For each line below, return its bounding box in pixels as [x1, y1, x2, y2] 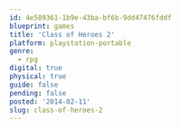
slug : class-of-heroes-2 [9, 105, 103, 114]
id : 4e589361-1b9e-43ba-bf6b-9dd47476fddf [9, 13, 172, 23]
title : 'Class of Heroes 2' [9, 30, 116, 39]
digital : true [9, 64, 63, 73]
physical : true [9, 72, 67, 81]
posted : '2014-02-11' [9, 96, 91, 106]
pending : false [9, 88, 67, 97]
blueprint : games [9, 22, 75, 31]
